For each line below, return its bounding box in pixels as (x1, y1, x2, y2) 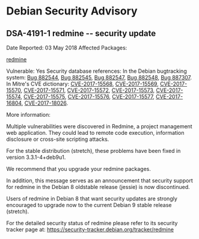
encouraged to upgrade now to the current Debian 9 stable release (6, 202, 172, 208)
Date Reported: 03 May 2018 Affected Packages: (6, 44, 127, 51)
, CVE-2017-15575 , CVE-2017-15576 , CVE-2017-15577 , (20, 93, 155, 100)
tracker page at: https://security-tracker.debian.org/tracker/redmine (6, 226, 174, 233)
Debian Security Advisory (6, 4, 138, 18)
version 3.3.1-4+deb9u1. (6, 154, 66, 161)
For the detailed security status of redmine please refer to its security (6, 220, 178, 226)
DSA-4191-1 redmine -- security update (6, 28, 156, 39)
